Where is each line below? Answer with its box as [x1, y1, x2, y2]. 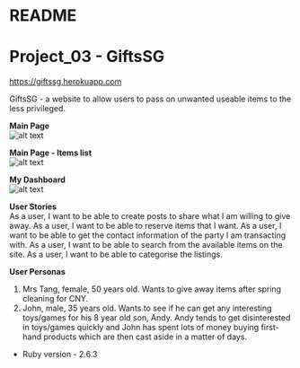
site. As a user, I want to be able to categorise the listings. [9, 249, 223, 260]
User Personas [9, 267, 66, 277]
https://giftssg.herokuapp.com [9, 76, 122, 87]
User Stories [9, 201, 57, 212]
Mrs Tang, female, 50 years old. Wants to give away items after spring [22, 284, 281, 294]
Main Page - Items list [9, 147, 93, 158]
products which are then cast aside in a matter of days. [43, 331, 248, 342]
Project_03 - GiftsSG [9, 47, 165, 67]
